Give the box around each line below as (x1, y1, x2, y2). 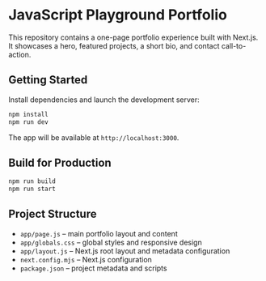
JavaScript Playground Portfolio (8, 6, 228, 24)
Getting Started (8, 73, 88, 87)
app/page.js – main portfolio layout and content (19, 228, 178, 238)
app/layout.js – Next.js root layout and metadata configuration (19, 245, 230, 256)
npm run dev (8, 117, 49, 126)
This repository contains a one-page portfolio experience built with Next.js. (8, 32, 259, 42)
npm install (8, 110, 49, 118)
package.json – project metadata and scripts (19, 263, 167, 273)
